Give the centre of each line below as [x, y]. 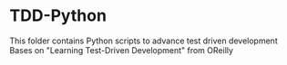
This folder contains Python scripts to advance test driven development [143, 41]
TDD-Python [58, 16]
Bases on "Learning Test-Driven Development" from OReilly [122, 50]
